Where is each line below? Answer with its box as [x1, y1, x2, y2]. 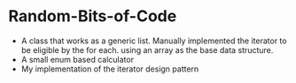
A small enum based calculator [20, 54, 135, 64]
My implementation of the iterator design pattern [20, 64, 199, 74]
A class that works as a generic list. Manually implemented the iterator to [20, 35, 287, 46]
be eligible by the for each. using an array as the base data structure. [20, 44, 274, 55]
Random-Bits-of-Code [8, 6, 177, 26]
